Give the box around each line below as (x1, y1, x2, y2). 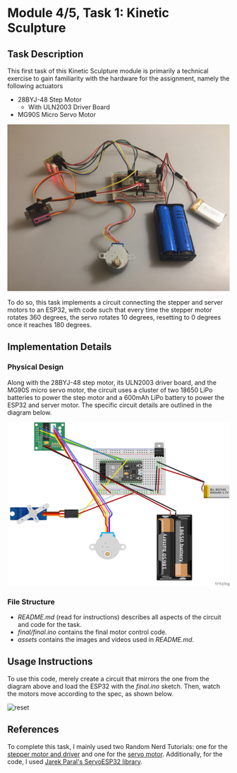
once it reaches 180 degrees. (7, 321, 92, 329)
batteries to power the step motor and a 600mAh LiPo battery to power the (7, 393, 224, 401)
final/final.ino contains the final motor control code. (17, 628, 167, 636)
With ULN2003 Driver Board (28, 103, 111, 111)
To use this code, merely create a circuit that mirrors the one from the (7, 674, 209, 683)
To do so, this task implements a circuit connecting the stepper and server (7, 298, 224, 306)
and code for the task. (17, 621, 83, 629)
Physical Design (7, 362, 64, 372)
